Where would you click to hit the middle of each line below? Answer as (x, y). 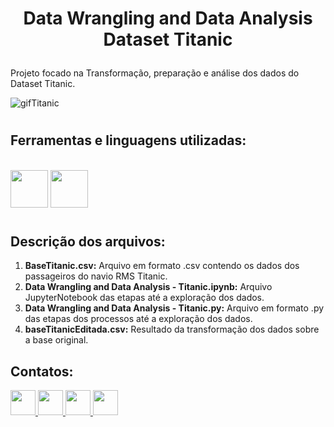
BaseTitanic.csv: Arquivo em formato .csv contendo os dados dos (162, 266)
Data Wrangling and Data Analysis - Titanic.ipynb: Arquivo (148, 287)
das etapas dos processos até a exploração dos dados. (138, 319)
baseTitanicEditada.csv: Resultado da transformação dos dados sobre (172, 329)
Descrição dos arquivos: (88, 241)
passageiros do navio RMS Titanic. (96, 276)
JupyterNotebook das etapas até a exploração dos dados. (144, 298)
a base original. (56, 340)
